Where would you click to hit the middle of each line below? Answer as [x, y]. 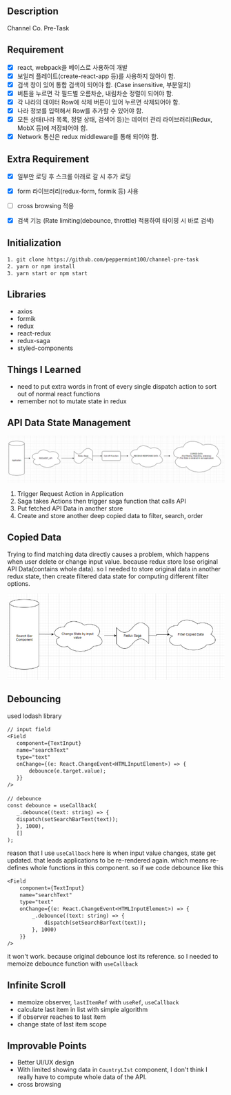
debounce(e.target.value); [68, 771]
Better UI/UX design [46, 1062]
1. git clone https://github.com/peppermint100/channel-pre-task [103, 259]
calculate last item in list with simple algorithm [82, 1009]
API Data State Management [69, 423]
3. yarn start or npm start [48, 273]
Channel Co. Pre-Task [38, 28]
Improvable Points [47, 1046]
